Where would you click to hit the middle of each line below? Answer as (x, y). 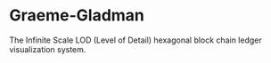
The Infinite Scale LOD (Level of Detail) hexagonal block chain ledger (135, 40)
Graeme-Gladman (77, 16)
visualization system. (48, 49)
